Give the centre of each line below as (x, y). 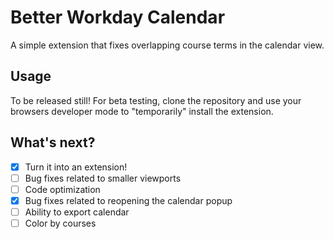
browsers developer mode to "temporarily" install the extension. (142, 111)
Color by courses (60, 223)
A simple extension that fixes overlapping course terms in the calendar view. (167, 45)
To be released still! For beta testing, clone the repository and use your (156, 100)
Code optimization (62, 189)
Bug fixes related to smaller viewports (103, 178)
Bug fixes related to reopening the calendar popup (128, 200)
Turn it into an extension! (76, 167)
